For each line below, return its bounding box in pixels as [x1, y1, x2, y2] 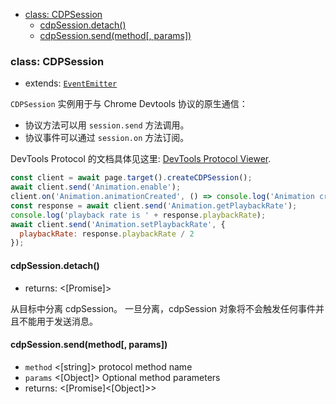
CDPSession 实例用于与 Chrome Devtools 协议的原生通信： [10, 98, 248, 110]
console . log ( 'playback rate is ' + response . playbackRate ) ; [10, 210, 267, 220]
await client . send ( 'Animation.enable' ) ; [10, 182, 182, 193]
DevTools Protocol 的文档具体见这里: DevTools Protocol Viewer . [10, 153, 272, 165]
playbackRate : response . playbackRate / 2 [19, 229, 195, 239]
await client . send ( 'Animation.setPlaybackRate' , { [10, 219, 226, 229]
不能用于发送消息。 [18, 315, 98, 327]
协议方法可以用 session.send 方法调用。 [24, 119, 190, 131]
